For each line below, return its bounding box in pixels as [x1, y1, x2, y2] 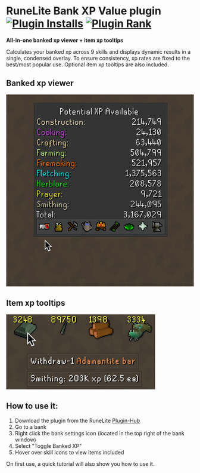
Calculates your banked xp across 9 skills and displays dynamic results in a [6, 48, 191, 55]
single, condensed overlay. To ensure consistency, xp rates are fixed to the [6, 54, 190, 62]
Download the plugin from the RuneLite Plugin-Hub [14, 417, 140, 424]
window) [14, 436, 37, 443]
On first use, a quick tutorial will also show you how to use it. [6, 460, 155, 467]
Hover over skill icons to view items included [14, 449, 124, 456]
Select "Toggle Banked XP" [14, 442, 82, 449]
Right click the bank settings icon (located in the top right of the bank [14, 429, 185, 437]
